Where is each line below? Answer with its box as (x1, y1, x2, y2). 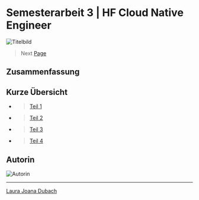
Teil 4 (29, 137, 43, 145)
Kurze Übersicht (6, 87, 68, 97)
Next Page (20, 49, 47, 56)
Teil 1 (29, 103, 43, 110)
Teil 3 (29, 126, 43, 133)
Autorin (6, 154, 35, 164)
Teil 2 (29, 115, 43, 122)
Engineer (6, 18, 52, 32)
